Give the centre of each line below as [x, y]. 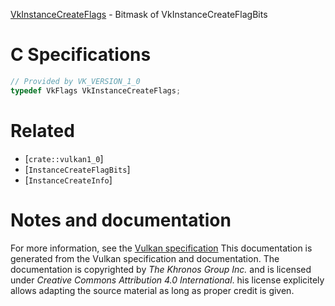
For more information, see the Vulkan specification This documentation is [161, 248]
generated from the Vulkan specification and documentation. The [145, 258]
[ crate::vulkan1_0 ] [64, 158]
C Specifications [81, 55]
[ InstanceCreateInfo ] [68, 180]
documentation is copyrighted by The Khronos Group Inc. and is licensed [161, 269]
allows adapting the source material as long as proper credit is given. [152, 290]
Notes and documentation [121, 220]
